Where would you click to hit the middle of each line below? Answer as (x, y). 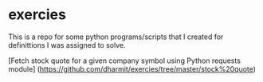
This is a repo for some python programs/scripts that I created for (116, 37)
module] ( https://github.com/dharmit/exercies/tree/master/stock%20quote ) (132, 68)
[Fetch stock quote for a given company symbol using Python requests (125, 61)
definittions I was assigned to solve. (67, 45)
